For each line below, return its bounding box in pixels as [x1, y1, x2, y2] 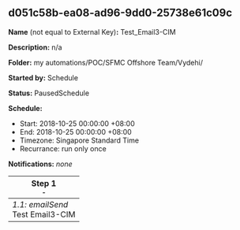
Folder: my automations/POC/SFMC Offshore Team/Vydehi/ [8, 57, 204, 67]
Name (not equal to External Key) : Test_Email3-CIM [8, 27, 176, 36]
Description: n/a [8, 43, 62, 52]
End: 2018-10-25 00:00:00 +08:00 [19, 127, 132, 136]
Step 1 [31, 177, 57, 188]
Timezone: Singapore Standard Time [19, 135, 140, 145]
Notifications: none [8, 159, 73, 169]
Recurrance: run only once [19, 143, 107, 153]
